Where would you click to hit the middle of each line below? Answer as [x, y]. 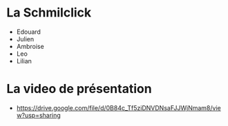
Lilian [24, 61]
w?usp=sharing [39, 115]
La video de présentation [79, 89]
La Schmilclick [49, 13]
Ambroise [30, 46]
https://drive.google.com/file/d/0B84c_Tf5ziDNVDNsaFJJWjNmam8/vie [119, 107]
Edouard [28, 32]
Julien [25, 39]
